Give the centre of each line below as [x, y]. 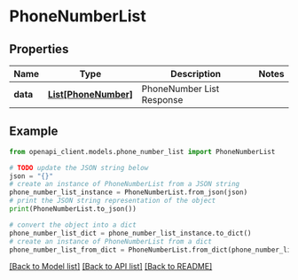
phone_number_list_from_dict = [67, 250]
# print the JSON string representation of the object [113, 201]
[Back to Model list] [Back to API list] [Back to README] [111, 267]
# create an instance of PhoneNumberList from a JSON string [125, 184]
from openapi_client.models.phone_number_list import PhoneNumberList [142, 152]
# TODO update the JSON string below [79, 167]
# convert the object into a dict [73, 225]
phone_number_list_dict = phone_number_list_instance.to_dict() [130, 233]
